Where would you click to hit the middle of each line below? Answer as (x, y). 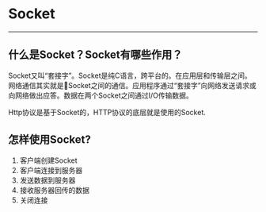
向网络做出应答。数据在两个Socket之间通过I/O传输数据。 (101, 95)
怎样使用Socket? (49, 140)
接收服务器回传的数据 (54, 190)
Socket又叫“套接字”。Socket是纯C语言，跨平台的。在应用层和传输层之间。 (130, 75)
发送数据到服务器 (47, 180)
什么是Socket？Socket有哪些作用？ (95, 55)
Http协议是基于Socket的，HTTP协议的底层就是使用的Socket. (107, 112)
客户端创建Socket (48, 160)
